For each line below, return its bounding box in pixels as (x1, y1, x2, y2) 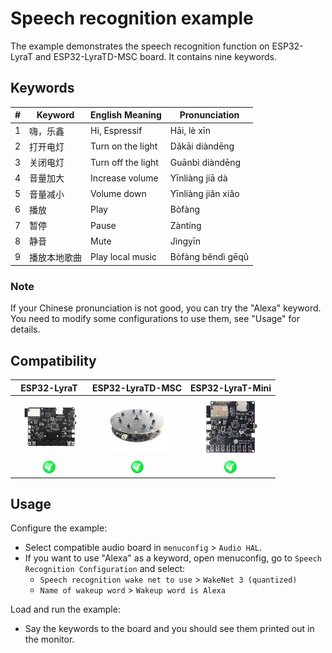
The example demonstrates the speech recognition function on (10, 40, 270, 52)
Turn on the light (90, 140, 158, 152)
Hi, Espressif (90, 125, 143, 136)
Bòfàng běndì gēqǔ (169, 251, 250, 262)
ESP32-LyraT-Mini (190, 382, 272, 394)
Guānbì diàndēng (169, 156, 242, 168)
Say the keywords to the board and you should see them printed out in (24, 623, 315, 635)
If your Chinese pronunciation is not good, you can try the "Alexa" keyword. (10, 302, 322, 314)
